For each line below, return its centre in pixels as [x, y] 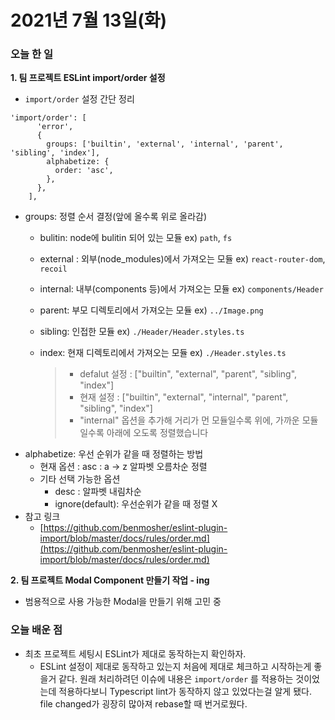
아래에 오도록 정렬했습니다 [157, 433]
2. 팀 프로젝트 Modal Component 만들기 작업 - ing [110, 580]
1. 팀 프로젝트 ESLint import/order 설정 [88, 78]
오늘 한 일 [31, 54]
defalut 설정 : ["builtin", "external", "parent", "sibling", [188, 374]
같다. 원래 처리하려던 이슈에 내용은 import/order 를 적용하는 [176, 678]
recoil [53, 269]
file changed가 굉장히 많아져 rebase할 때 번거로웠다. [143, 703]
